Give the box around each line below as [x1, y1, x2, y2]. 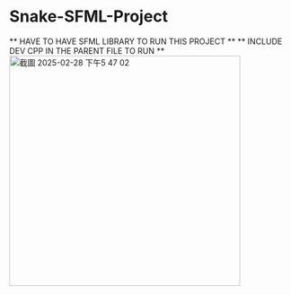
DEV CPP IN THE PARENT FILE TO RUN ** [9, 45, 165, 56]
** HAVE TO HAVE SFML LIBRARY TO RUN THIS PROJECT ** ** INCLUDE [9, 36, 283, 47]
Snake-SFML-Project [9, 6, 169, 27]
